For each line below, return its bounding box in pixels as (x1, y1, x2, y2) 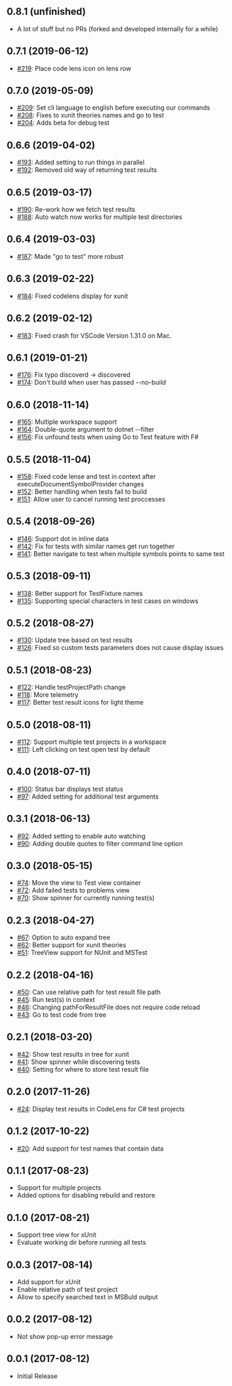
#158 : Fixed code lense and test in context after (16, 472, 156, 481)
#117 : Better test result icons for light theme (16, 698, 144, 707)
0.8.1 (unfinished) (6, 6, 87, 18)
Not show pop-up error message (16, 1332, 114, 1340)
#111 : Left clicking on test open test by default (16, 745, 150, 753)
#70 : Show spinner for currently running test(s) (16, 894, 155, 902)
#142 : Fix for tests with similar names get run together (16, 542, 175, 550)
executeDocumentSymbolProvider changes (16, 479, 145, 488)
